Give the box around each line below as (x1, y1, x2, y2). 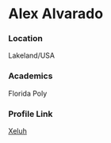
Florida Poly (8, 88, 48, 98)
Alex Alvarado (8, 5, 104, 23)
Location (8, 33, 44, 44)
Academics (8, 70, 53, 81)
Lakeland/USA (8, 51, 55, 60)
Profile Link (8, 108, 53, 119)
